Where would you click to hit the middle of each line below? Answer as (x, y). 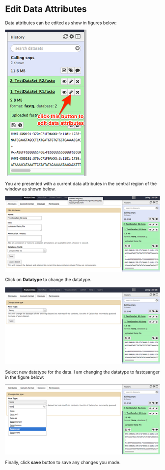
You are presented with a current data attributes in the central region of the (81, 183)
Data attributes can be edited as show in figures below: (61, 23)
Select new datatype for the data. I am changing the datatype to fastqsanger (82, 372)
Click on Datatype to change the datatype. (48, 279)
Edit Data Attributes (46, 9)
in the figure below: (25, 377)
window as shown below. (30, 189)
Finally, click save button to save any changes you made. (63, 463)
